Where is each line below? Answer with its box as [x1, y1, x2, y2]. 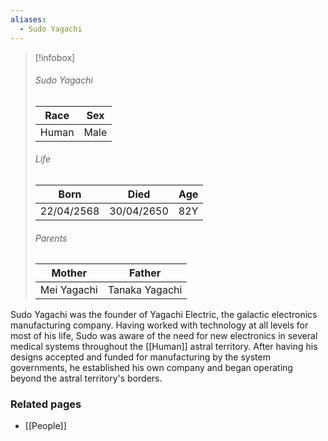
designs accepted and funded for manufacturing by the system [10, 351, 271, 363]
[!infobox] [34, 51, 76, 63]
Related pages [10, 397, 82, 411]
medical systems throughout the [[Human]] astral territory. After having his [10, 341, 318, 353]
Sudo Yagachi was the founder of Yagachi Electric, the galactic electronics [10, 309, 318, 321]
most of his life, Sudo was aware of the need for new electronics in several [10, 330, 318, 342]
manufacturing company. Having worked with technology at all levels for [10, 319, 309, 331]
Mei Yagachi [39, 283, 98, 297]
